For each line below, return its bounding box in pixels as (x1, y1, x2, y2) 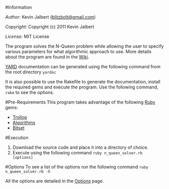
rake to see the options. (5, 89, 54, 95)
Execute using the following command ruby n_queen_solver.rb (12, 150, 143, 155)
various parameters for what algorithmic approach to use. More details (5, 49, 152, 54)
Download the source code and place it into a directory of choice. (12, 144, 149, 150)
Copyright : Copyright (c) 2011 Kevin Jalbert (5, 24, 95, 30)
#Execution (5, 135, 29, 140)
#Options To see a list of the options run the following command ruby (5, 164, 148, 170)
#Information (5, 5, 32, 10)
